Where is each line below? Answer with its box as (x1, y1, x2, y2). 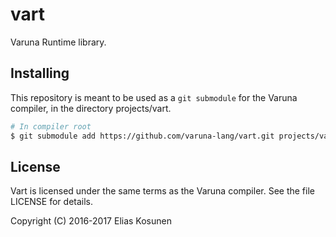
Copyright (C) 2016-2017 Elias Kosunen (10, 215, 172, 227)
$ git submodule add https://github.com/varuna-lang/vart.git (10, 131, 275, 141)
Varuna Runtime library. (10, 36, 107, 48)
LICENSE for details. (10, 196, 94, 208)
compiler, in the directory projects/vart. (10, 102, 172, 114)
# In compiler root (10, 121, 92, 132)
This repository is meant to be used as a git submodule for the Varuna (10, 91, 298, 103)
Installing (10, 65, 70, 82)
